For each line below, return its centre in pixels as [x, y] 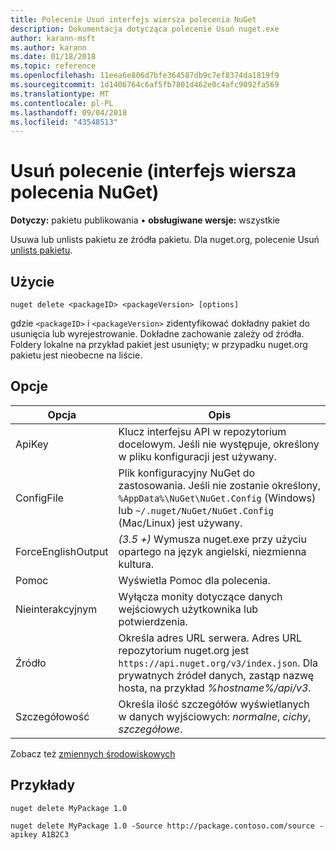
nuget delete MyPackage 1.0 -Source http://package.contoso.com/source [162, 826]
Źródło [31, 663]
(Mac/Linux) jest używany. [180, 523]
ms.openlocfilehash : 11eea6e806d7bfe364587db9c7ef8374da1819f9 [145, 76]
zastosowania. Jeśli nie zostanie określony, [219, 485]
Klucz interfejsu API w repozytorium [202, 431]
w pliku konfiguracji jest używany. [197, 456]
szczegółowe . [150, 729]
